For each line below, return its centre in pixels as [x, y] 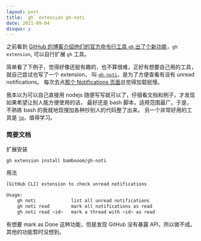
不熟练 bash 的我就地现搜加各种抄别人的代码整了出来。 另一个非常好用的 [97, 110]
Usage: [14, 195]
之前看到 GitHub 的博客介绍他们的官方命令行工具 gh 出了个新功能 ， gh [92, 47]
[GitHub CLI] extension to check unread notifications [77, 184]
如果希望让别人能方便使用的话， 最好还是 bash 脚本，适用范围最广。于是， [99, 103]
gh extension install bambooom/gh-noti [56, 161]
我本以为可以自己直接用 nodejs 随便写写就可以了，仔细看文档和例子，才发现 [101, 95]
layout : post [23, 12]
